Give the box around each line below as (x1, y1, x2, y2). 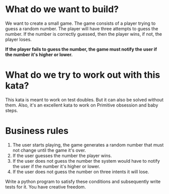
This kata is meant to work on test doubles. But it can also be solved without (5, 96, 164, 103)
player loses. (5, 36, 32, 42)
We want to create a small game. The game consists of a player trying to (5, 20, 156, 26)
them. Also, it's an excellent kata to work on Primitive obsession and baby (5, 102, 158, 108)
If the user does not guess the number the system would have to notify (12, 158, 160, 164)
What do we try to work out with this (5, 69, 160, 81)
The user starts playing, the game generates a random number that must (12, 141, 164, 148)
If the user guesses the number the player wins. (12, 153, 112, 159)
